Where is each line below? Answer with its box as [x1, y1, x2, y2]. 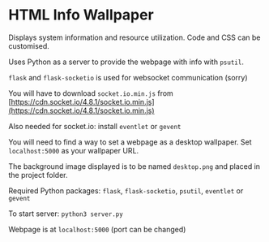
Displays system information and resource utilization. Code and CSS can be [8, 32, 261, 42]
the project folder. [8, 170, 68, 179]
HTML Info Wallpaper [8, 6, 154, 24]
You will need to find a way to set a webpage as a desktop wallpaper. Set [8, 136, 253, 147]
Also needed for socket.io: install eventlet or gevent [8, 121, 181, 131]
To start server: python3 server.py [8, 209, 123, 218]
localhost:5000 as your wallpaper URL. [8, 145, 139, 155]
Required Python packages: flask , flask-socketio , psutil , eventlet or [8, 185, 244, 196]
